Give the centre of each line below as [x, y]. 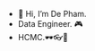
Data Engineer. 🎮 [50, 24]
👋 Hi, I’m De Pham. [52, 14]
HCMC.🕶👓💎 [43, 37]
